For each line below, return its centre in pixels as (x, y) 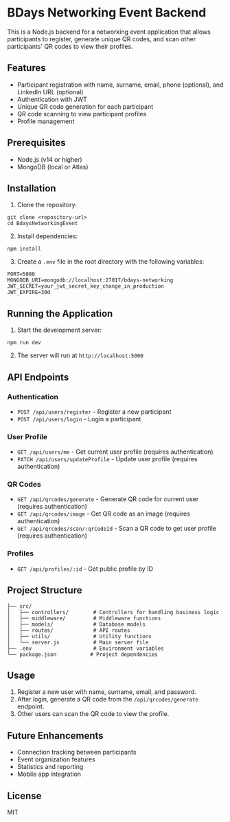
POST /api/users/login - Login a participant (79, 419)
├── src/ (20, 606)
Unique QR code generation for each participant (85, 106)
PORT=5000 (21, 274)
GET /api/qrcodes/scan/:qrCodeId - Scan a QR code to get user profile (116, 529)
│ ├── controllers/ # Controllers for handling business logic (113, 612)
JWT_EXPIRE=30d (29, 293)
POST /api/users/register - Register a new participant (94, 412)
